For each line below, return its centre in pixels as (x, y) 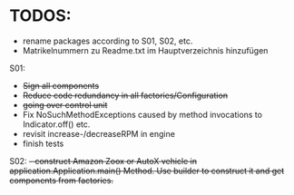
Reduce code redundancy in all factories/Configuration (125, 95)
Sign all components (61, 85)
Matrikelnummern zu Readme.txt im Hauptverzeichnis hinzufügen (145, 50)
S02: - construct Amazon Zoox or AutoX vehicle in (103, 161)
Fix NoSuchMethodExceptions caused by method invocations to (142, 114)
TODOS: (40, 16)
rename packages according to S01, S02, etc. (108, 41)
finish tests (43, 143)
